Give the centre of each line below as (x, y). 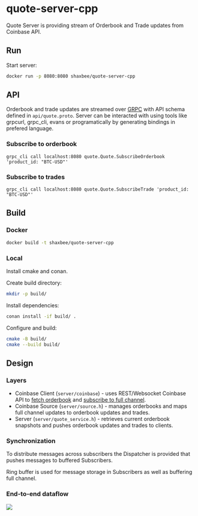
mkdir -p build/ (26, 293)
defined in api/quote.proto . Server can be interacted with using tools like (97, 115)
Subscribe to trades (35, 177)
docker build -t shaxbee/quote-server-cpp (60, 242)
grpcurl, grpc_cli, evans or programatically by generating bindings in (91, 122)
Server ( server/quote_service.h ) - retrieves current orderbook (92, 419)
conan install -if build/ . (41, 316)
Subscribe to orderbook (41, 144)
